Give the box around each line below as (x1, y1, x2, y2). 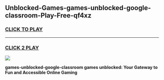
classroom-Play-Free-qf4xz (5, 12, 92, 20)
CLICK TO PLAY (5, 26, 43, 33)
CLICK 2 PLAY (5, 44, 39, 51)
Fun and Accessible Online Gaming (5, 69, 78, 75)
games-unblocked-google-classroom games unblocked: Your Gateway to (5, 64, 158, 70)
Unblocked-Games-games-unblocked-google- (5, 4, 151, 12)
